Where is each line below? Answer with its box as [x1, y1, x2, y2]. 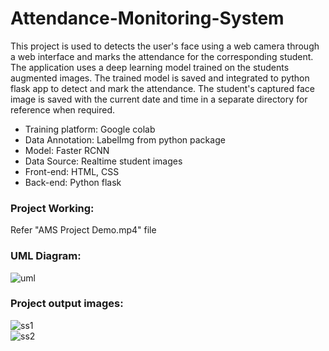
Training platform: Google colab [24, 123, 156, 135]
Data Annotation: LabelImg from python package [24, 133, 226, 146]
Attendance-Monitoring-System [10, 7, 285, 30]
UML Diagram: [10, 249, 82, 263]
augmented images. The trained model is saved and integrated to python [10, 72, 310, 84]
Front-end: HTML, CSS [24, 165, 120, 177]
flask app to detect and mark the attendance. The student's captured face [10, 82, 315, 94]
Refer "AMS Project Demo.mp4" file [10, 224, 157, 236]
